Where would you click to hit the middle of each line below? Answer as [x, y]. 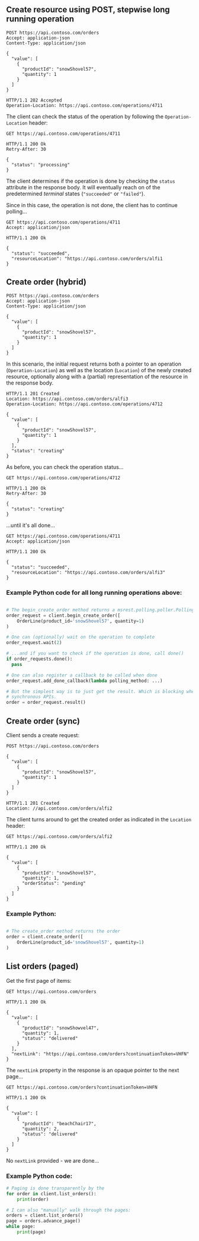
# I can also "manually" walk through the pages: [69, 1210]
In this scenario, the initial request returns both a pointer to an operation [94, 364]
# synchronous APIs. [32, 697]
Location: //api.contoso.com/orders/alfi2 [59, 808]
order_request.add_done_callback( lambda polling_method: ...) [84, 681]
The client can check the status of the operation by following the [85, 116]
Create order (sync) [43, 721]
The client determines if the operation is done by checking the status [91, 181]
